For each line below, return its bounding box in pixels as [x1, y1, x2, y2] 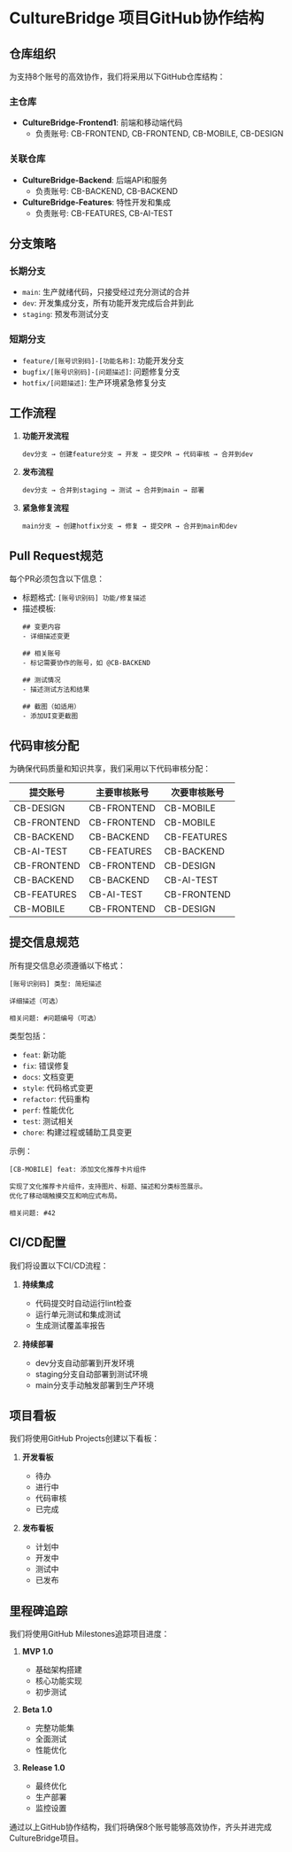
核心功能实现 [35, 1676, 82, 1686]
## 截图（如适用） [21, 702, 81, 711]
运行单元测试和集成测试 [35, 1308, 121, 1320]
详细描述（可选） [9, 996, 63, 1005]
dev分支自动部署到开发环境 [35, 1357, 134, 1368]
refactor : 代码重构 [21, 1093, 90, 1104]
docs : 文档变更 [21, 1071, 74, 1081]
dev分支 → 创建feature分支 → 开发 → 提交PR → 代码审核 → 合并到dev [21, 450, 254, 459]
